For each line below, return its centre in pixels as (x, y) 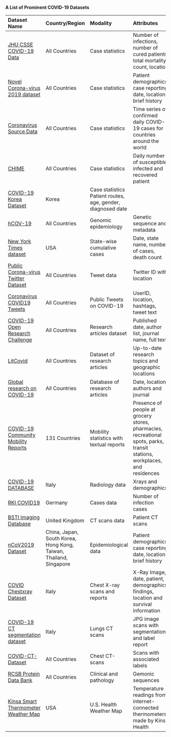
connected (146, 708)
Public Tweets (107, 300)
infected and (148, 168)
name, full (145, 340)
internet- (144, 701)
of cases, (144, 251)
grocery (142, 416)
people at (144, 409)
